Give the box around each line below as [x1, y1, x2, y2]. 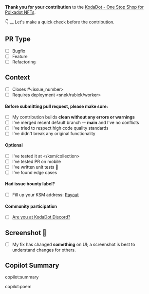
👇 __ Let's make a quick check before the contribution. [5, 19, 114, 25]
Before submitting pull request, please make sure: [5, 103, 108, 109]
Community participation [5, 203, 57, 209]
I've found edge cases [12, 169, 57, 175]
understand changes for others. [12, 247, 76, 253]
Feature [12, 53, 28, 59]
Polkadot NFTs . [5, 9, 36, 15]
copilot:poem [5, 284, 32, 290]
